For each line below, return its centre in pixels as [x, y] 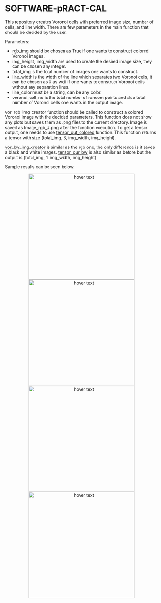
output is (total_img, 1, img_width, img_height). [51, 157]
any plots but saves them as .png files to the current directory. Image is [76, 122]
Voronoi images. [28, 56]
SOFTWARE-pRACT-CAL [56, 8]
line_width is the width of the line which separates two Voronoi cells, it [82, 77]
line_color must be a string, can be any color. [57, 92]
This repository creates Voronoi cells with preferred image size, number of [79, 22]
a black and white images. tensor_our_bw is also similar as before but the [78, 152]
